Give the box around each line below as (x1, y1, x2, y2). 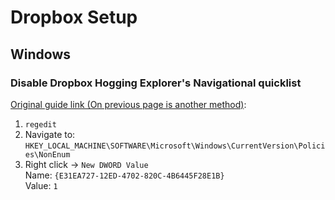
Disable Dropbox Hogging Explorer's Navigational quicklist (10, 76, 302, 90)
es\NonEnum (24, 149, 71, 160)
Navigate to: (24, 128, 76, 140)
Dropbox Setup (10, 6, 138, 29)
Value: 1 (24, 179, 58, 191)
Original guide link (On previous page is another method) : (10, 98, 247, 110)
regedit (24, 119, 57, 130)
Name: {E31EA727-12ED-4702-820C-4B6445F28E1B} (24, 169, 225, 181)
